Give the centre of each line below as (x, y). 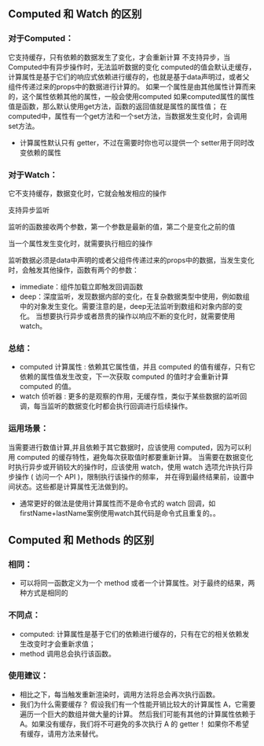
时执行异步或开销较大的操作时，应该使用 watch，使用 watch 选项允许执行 (127, 467)
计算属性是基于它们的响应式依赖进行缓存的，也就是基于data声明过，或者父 (129, 76)
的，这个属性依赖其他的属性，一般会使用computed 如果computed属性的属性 (132, 96)
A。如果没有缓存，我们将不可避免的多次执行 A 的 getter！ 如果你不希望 (134, 724)
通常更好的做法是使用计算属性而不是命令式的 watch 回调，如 (117, 503)
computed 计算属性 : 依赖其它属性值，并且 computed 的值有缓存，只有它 (137, 367)
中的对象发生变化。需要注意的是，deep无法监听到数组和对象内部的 (128, 306)
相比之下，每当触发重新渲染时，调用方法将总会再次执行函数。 (119, 694)
